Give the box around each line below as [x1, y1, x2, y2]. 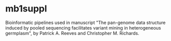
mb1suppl [5, 3, 47, 14]
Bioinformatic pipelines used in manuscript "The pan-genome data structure [5, 19, 166, 25]
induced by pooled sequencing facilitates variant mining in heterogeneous [5, 24, 161, 30]
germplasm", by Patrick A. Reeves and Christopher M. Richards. [5, 30, 139, 36]
